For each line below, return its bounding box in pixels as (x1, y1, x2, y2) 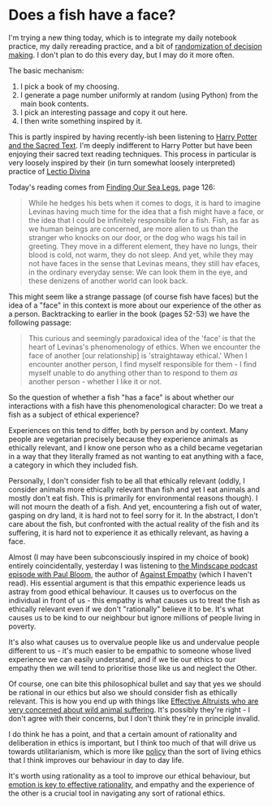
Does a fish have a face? (8, 6, 176, 24)
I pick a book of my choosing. (19, 81, 119, 91)
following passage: (8, 318, 71, 327)
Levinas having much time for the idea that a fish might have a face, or (28, 206, 265, 217)
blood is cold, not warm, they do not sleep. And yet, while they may (28, 250, 254, 260)
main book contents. (19, 99, 89, 108)
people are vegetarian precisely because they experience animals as (8, 434, 239, 444)
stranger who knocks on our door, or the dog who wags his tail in (28, 232, 246, 242)
